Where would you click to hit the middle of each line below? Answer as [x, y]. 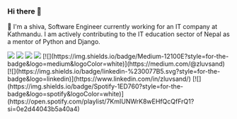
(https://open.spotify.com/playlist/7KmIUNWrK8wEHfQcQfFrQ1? [101, 101]
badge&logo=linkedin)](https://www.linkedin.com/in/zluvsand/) [99, 79]
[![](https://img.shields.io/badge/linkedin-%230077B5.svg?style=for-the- [114, 72]
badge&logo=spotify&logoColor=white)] [65, 94]
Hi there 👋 [25, 11]
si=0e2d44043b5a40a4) [44, 109]
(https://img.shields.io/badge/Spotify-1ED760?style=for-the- [96, 86]
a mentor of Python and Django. [54, 42]
